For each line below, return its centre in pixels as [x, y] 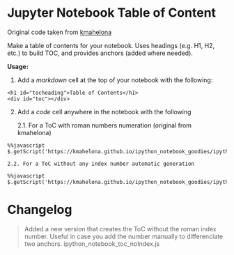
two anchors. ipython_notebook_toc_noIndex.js [92, 244]
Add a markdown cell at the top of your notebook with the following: [115, 80]
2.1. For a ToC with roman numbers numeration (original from [104, 125]
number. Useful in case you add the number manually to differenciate [124, 236]
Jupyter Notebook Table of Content [112, 13]
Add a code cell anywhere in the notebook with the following [104, 111]
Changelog [40, 210]
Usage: [18, 66]
